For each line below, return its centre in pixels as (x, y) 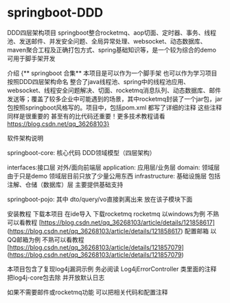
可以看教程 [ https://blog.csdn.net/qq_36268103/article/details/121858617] (111, 222)
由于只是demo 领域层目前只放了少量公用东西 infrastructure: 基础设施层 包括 (114, 176)
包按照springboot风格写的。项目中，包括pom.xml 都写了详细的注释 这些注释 (114, 107)
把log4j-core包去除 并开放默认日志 (56, 278)
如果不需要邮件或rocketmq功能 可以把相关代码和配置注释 (88, 292)
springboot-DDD (55, 13)
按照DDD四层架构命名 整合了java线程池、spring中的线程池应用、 (99, 81)
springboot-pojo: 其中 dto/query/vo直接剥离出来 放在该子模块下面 (100, 199)
